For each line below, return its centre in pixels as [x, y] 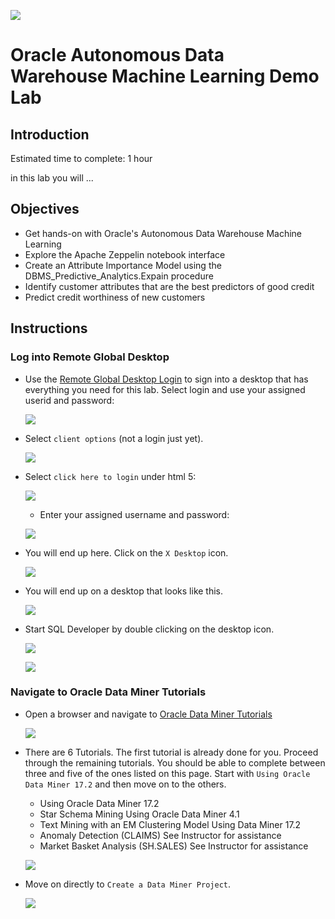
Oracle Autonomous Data [117, 55]
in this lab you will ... [52, 178]
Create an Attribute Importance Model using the [123, 265]
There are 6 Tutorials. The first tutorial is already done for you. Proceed [171, 752]
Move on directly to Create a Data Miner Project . [127, 884]
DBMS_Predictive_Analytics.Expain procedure [119, 276]
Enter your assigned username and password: [134, 514]
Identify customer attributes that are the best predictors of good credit [169, 286]
